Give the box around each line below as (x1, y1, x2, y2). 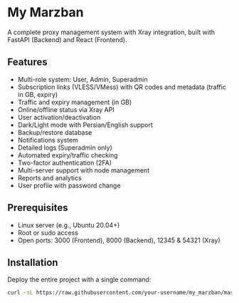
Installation (7, 256, 58, 268)
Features (7, 56, 48, 68)
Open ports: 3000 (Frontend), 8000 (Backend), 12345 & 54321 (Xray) (17, 236, 221, 245)
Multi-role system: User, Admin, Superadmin (17, 75, 148, 83)
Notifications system (17, 135, 78, 144)
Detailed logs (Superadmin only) (17, 143, 112, 152)
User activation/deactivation (17, 113, 101, 121)
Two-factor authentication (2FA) (17, 158, 112, 167)
